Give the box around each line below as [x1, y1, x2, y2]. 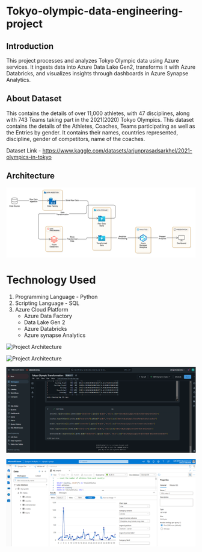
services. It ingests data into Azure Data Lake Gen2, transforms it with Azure [6, 63, 196, 71]
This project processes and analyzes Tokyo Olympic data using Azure [6, 57, 179, 64]
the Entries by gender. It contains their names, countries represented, [6, 128, 179, 136]
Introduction [6, 41, 54, 51]
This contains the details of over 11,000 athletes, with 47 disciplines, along [6, 110, 190, 117]
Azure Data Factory [23, 312, 72, 319]
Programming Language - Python [14, 293, 98, 300]
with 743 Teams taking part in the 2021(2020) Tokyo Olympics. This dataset [6, 116, 194, 123]
